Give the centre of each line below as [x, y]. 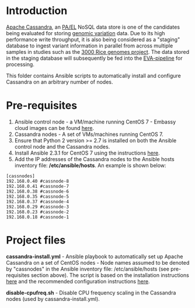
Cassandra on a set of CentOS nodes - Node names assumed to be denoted [98, 262]
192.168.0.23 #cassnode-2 [37, 212]
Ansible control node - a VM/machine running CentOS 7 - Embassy [95, 122]
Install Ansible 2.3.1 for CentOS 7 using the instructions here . [87, 153]
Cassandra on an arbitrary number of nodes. [60, 82]
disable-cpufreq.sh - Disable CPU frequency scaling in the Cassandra [91, 292]
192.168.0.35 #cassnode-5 [37, 196]
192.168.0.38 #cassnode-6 [37, 191]
